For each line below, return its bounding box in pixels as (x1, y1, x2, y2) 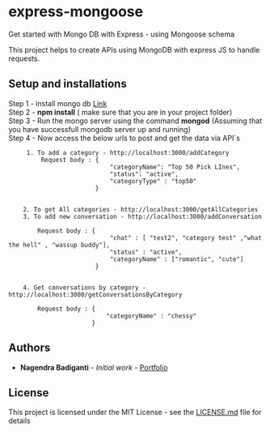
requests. (8, 53, 40, 63)
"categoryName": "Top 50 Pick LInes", (109, 163, 241, 171)
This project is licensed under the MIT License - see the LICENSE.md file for (8, 408, 262, 417)
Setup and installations (8, 77, 127, 91)
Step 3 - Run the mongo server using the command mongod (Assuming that (8, 116, 263, 126)
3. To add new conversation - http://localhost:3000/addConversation (23, 212, 263, 220)
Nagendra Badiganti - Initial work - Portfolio (19, 362, 168, 372)
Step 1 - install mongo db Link (8, 98, 108, 108)
